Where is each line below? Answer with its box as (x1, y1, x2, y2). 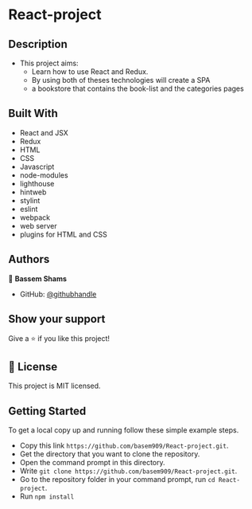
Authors (8, 253, 50, 266)
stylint (19, 195, 41, 205)
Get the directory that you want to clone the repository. (19, 449, 200, 459)
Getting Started (8, 404, 87, 417)
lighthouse (19, 178, 55, 188)
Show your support (8, 312, 106, 326)
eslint (19, 204, 38, 213)
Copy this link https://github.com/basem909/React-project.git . (19, 440, 229, 451)
